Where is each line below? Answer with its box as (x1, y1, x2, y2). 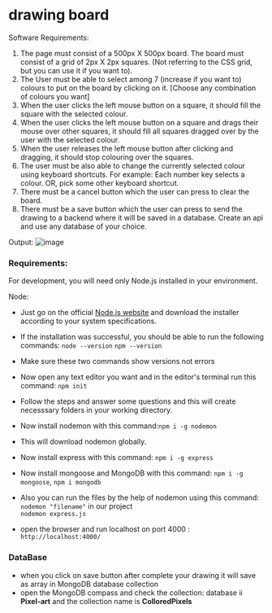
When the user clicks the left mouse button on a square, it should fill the (19, 100, 261, 110)
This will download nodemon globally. (19, 437, 147, 447)
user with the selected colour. (19, 134, 120, 144)
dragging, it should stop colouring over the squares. (19, 152, 194, 162)
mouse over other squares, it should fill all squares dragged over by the (19, 126, 260, 136)
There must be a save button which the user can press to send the (19, 204, 243, 213)
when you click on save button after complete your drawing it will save (19, 570, 257, 580)
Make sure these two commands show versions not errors (19, 357, 215, 366)
